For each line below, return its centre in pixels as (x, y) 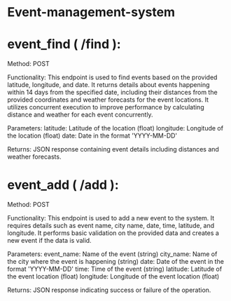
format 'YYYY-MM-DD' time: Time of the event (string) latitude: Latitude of (115, 269)
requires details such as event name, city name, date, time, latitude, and (111, 226)
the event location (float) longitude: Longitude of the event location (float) (113, 276)
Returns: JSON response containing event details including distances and (113, 149)
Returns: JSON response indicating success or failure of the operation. (109, 290)
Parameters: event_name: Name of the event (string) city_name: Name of (112, 254)
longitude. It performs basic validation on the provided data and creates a (113, 233)
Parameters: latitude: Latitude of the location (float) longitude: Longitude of (115, 128)
